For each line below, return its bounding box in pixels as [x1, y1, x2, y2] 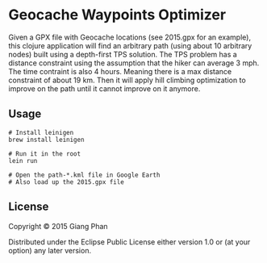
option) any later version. [8, 245, 91, 255]
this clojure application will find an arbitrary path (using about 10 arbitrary [8, 40, 252, 50]
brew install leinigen [8, 136, 85, 144]
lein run [8, 157, 38, 165]
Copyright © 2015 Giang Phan [8, 221, 108, 231]
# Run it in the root [8, 149, 81, 158]
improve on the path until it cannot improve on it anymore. [8, 83, 201, 94]
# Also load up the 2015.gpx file [8, 177, 125, 186]
